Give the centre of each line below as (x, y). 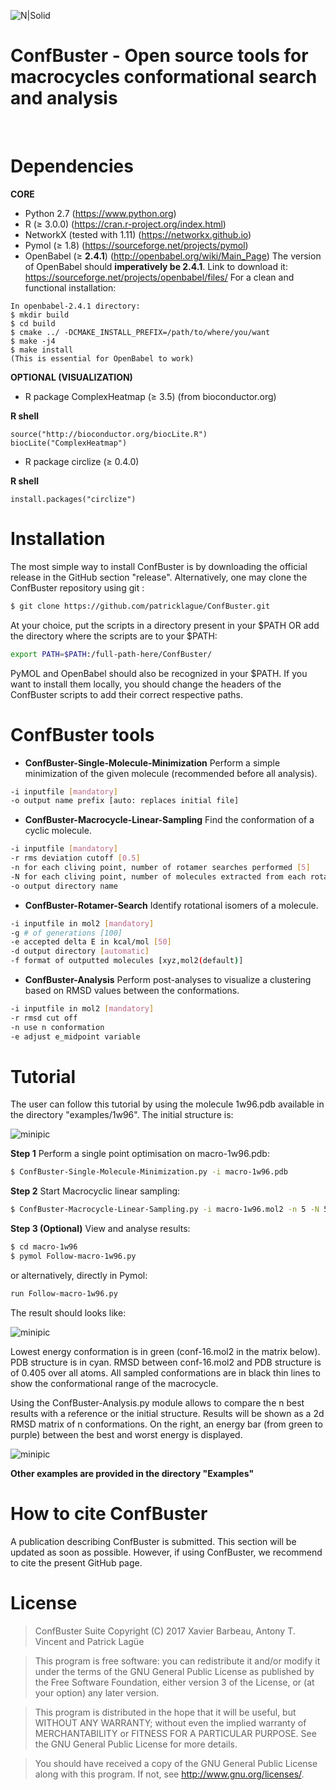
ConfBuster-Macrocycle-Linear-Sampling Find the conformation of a (169, 820)
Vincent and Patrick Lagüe (89, 1641)
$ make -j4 (33, 341)
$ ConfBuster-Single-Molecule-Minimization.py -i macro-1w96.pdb (149, 1172)
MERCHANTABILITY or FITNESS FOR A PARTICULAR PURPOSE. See (175, 1733)
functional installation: (70, 287)
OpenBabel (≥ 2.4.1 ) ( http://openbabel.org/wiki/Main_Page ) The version (173, 256)
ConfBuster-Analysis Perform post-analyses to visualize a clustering (168, 979)
